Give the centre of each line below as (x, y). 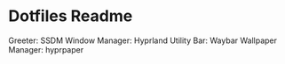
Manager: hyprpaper (46, 49)
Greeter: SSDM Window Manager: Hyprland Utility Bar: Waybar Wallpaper (142, 40)
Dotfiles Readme (71, 16)
